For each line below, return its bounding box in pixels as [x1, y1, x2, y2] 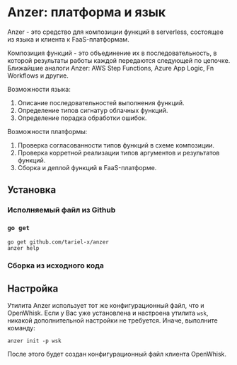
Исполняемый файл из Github [7, 205, 116, 215]
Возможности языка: [7, 85, 71, 93]
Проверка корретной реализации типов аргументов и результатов [17, 148, 220, 157]
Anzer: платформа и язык [7, 4, 166, 20]
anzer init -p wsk [7, 337, 62, 345]
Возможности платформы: [7, 127, 88, 136]
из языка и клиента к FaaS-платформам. [7, 35, 129, 43]
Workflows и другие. [7, 71, 69, 80]
